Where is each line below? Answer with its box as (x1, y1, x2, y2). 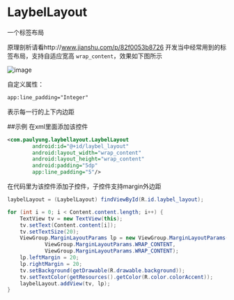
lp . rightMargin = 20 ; (19, 260, 82, 267)
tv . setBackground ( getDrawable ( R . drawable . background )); (19, 267, 186, 274)
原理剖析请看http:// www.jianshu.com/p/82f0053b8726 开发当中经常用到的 (7, 43, 221, 51)
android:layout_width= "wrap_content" (32, 149, 141, 156)
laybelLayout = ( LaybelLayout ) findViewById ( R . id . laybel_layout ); (7, 196, 204, 203)
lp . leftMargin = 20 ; (19, 254, 79, 262)
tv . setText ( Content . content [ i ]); (19, 221, 117, 229)
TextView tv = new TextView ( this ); (19, 215, 123, 222)
